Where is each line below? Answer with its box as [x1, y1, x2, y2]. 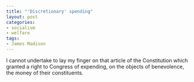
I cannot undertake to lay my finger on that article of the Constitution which [6, 56, 188, 64]
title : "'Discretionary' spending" [6, 8, 93, 15]
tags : [6, 35, 19, 41]
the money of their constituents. [6, 69, 83, 76]
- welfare [6, 30, 31, 36]
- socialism [6, 24, 35, 31]
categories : [6, 19, 35, 25]
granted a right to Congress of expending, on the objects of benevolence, [6, 63, 185, 70]
